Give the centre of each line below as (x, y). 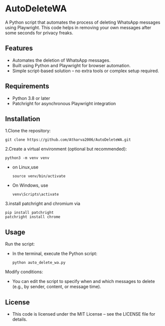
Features (19, 48)
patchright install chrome (33, 217)
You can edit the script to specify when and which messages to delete (83, 282)
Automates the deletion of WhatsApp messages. (61, 60)
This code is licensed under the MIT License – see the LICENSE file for (84, 314)
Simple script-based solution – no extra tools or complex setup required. (85, 71)
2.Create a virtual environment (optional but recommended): (66, 149)
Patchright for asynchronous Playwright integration (64, 103)
